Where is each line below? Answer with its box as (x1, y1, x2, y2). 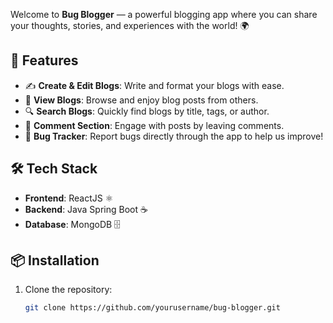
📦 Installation (10, 252, 100, 269)
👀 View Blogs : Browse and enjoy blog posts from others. (24, 94, 259, 106)
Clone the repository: (24, 284, 113, 296)
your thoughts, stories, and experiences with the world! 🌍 (10, 20, 250, 31)
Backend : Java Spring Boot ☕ (24, 203, 148, 215)
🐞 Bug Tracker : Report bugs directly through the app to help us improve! (24, 130, 324, 142)
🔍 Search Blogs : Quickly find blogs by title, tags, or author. (24, 105, 270, 117)
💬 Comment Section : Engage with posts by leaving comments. (24, 119, 285, 131)
